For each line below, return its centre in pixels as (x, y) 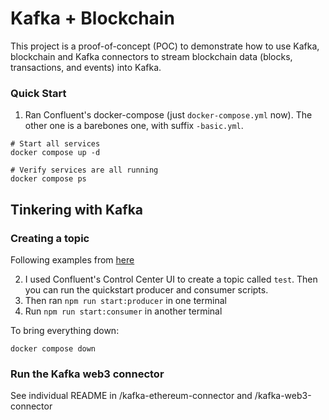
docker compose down (53, 348)
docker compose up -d (55, 153)
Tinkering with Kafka (77, 209)
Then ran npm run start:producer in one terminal (125, 300)
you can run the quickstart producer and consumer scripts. (146, 289)
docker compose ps (48, 179)
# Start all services (55, 144)
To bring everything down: (65, 330)
